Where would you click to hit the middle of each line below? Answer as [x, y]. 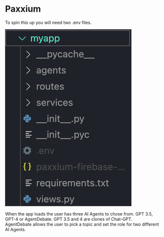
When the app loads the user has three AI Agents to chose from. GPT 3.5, [79, 214]
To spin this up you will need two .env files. [48, 22]
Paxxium [23, 9]
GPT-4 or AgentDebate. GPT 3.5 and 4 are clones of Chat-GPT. [69, 219]
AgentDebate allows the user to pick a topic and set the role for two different [82, 224]
